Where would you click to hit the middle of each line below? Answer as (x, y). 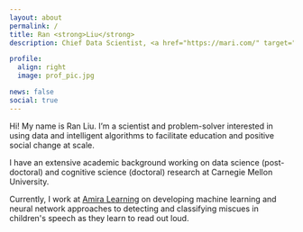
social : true (34, 100)
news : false (32, 92)
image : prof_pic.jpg (56, 76)
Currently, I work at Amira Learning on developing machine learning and (143, 199)
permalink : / (34, 26)
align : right (42, 67)
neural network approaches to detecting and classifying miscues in (134, 209)
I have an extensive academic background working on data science (134, 162)
